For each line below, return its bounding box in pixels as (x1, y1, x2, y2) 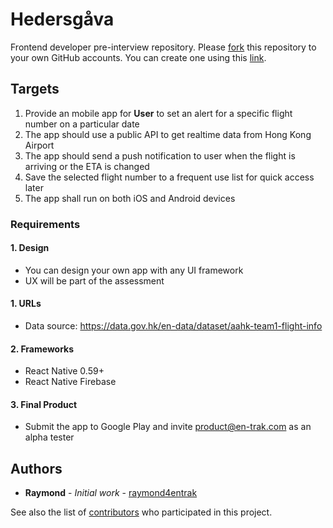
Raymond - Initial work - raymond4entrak (24, 487, 198, 499)
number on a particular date (24, 118, 140, 130)
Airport (24, 139, 55, 151)
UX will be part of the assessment (24, 274, 165, 287)
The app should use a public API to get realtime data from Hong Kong (24, 128, 312, 140)
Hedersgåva (10, 8, 115, 31)
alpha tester (24, 431, 75, 443)
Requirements (10, 217, 81, 231)
